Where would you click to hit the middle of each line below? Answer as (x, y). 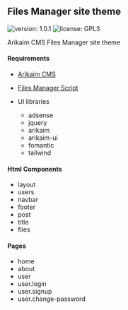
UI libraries (33, 102)
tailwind (40, 153)
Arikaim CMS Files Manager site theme (64, 42)
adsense (41, 115)
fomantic (41, 145)
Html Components (35, 169)
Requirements (29, 59)
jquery (37, 123)
